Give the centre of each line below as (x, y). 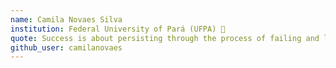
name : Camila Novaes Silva (66, 19)
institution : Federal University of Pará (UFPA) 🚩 (118, 29)
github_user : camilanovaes (66, 47)
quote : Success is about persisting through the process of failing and (165, 38)
